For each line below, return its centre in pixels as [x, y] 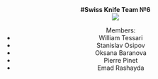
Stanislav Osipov [121, 45]
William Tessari [121, 38]
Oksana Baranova [120, 53]
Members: [121, 30]
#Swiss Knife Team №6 [115, 10]
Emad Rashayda [121, 68]
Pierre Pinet [121, 60]
